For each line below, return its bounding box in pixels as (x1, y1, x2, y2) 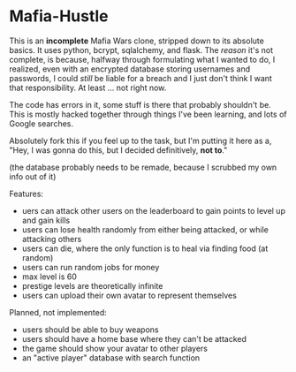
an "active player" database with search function (21, 352, 201, 363)
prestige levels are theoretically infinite (21, 280, 163, 291)
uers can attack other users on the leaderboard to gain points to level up (21, 205, 285, 216)
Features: (9, 188, 44, 199)
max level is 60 (21, 271, 78, 282)
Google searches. (9, 118, 73, 129)
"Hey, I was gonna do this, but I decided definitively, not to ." (9, 144, 228, 156)
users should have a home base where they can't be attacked (21, 333, 247, 344)
